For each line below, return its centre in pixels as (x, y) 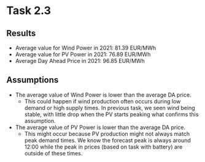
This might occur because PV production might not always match (107, 134)
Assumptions (33, 80)
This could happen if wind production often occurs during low (102, 101)
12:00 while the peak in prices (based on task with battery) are (103, 147)
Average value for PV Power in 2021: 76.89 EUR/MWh (83, 54)
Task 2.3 (29, 11)
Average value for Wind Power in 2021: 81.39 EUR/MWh (86, 48)
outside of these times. (53, 153)
